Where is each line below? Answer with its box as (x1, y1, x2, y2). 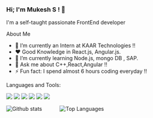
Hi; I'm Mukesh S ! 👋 (6, 5, 66, 14)
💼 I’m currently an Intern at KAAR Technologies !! (14, 42, 136, 49)
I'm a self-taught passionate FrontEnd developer (6, 19, 126, 26)
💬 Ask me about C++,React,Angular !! (14, 61, 108, 68)
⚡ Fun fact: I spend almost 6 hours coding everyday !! (14, 68, 148, 75)
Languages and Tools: (6, 82, 61, 89)
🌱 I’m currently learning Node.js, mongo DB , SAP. (14, 55, 139, 62)
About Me (6, 30, 31, 38)
